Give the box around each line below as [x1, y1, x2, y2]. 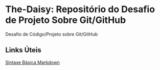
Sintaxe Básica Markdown [5, 59, 60, 65]
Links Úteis [5, 46, 42, 54]
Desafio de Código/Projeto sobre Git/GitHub [5, 31, 98, 37]
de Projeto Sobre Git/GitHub [5, 14, 126, 26]
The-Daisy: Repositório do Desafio [5, 4, 155, 15]
